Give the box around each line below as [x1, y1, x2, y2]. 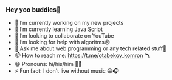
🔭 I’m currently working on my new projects [14, 19, 124, 27]
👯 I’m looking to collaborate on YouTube [14, 32, 114, 39]
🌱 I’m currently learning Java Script [14, 25, 103, 33]
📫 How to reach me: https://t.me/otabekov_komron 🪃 [14, 52, 150, 59]
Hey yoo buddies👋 [5, 5, 61, 14]
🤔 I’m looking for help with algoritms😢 [14, 39, 111, 46]
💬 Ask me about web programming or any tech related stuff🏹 [14, 45, 167, 52]
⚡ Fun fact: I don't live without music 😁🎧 [14, 67, 119, 75]
